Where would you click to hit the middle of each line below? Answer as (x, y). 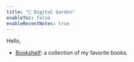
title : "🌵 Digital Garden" (41, 12)
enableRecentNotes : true (38, 23)
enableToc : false (28, 18)
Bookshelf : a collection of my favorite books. (72, 53)
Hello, (14, 41)
